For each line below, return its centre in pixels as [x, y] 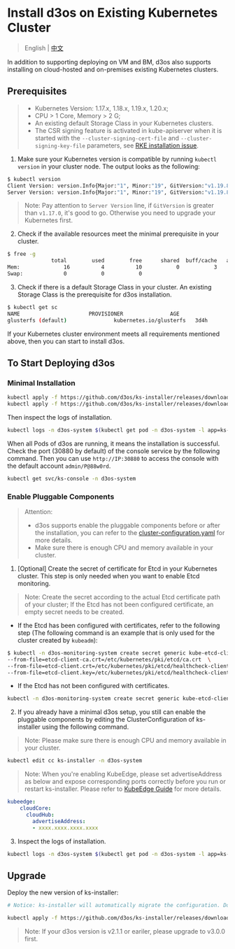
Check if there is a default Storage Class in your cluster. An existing [114, 287]
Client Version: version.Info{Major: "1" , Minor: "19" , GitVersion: [106, 186]
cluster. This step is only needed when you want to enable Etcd [108, 576]
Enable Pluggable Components [61, 497]
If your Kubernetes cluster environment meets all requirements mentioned [114, 334]
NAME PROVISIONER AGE [93, 314]
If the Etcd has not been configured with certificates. [93, 686]
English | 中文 [44, 48]
